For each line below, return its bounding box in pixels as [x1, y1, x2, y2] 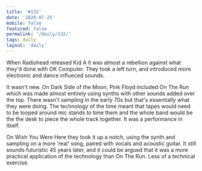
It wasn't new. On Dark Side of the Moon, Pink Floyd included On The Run [6, 83, 189, 90]
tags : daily [6, 37, 36, 43]
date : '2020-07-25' [6, 14, 55, 20]
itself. [6, 122, 20, 129]
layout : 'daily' [6, 43, 47, 49]
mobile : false [6, 20, 42, 26]
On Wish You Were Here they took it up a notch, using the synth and [6, 133, 175, 140]
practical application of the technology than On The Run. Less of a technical [6, 152, 195, 160]
